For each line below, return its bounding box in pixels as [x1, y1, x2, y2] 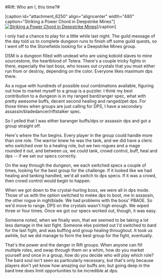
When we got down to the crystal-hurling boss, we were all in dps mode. [5, 187, 150, 193]
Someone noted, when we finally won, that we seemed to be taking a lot [5, 217, 149, 223]
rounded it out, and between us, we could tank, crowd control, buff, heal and [5, 148, 158, 154]
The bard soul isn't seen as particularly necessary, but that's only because [5, 258, 154, 263]
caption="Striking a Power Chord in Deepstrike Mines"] [5, 19, 115, 24]
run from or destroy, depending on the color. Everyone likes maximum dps [5, 68, 153, 74]
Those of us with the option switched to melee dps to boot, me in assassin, [5, 192, 155, 198]
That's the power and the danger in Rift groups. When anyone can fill [5, 242, 143, 247]
